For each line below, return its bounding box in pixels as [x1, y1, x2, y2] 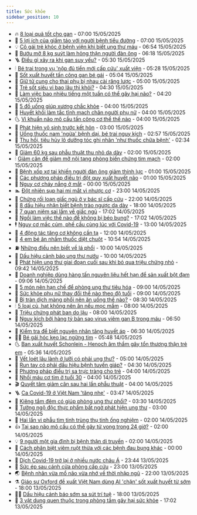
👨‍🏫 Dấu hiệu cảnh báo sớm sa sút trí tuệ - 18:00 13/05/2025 [14, 490, 159, 497]
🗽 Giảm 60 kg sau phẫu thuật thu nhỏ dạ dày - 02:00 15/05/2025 [14, 149, 171, 156]
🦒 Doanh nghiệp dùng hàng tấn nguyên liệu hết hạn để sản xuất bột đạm [14, 271, 190, 278]
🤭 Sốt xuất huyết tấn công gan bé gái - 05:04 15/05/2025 [14, 71, 153, 78]
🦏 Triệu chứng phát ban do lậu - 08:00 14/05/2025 [14, 309, 137, 316]
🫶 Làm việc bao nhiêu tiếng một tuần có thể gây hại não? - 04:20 [14, 90, 172, 97]
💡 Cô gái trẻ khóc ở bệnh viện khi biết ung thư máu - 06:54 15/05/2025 [14, 43, 186, 50]
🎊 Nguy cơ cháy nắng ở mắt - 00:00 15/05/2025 [14, 180, 131, 187]
